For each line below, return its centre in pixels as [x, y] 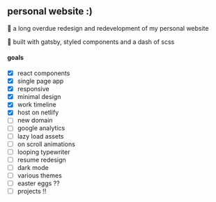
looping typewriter [44, 152]
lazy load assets [40, 136]
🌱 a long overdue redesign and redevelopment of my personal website [108, 28]
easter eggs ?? [39, 183]
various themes [40, 175]
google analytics [41, 128]
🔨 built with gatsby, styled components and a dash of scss [91, 42]
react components [44, 73]
